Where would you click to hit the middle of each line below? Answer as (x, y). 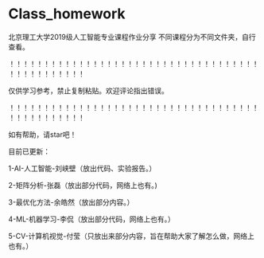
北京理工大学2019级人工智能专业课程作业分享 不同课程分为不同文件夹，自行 (132, 37)
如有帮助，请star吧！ (43, 134)
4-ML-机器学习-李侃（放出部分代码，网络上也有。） (91, 219)
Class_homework (67, 14)
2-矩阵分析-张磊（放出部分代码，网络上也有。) (83, 185)
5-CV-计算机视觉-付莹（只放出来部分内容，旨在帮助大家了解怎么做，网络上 (131, 236)
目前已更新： (29, 151)
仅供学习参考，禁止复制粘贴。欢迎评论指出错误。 (88, 90)
